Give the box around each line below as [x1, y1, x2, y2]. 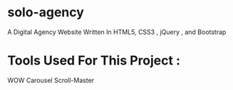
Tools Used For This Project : [7, 52, 180, 69]
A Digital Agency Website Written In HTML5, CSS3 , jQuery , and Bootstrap [7, 28, 227, 36]
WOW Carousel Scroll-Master [7, 76, 95, 84]
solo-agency [7, 4, 84, 21]
